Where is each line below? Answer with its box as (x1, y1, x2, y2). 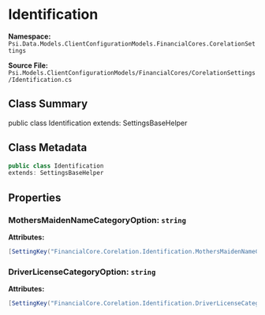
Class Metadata (8, 141, 88, 154)
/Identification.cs (8, 76, 73, 83)
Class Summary (8, 97, 88, 111)
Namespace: (8, 31, 51, 41)
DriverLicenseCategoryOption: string (8, 266, 156, 277)
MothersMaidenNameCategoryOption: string (8, 214, 187, 225)
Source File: (8, 61, 49, 70)
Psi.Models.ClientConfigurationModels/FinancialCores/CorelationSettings (8, 69, 256, 76)
